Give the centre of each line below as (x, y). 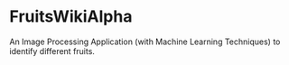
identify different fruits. (52, 51)
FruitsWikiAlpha (71, 17)
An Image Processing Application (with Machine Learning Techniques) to (145, 42)
